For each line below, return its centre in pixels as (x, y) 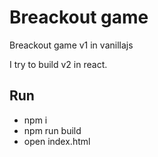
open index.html (57, 141)
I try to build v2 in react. (58, 64)
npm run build (52, 130)
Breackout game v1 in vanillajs (71, 45)
